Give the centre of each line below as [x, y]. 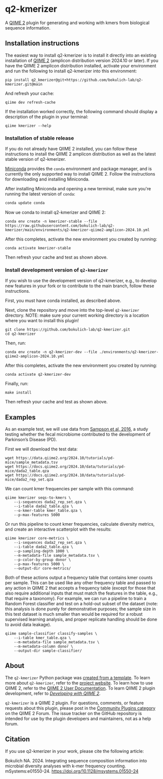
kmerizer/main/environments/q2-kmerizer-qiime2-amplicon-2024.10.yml [78, 230]
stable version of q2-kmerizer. [35, 159]
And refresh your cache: [30, 93]
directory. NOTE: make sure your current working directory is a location [77, 315]
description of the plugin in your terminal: [47, 117]
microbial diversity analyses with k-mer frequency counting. [66, 766]
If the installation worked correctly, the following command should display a [81, 111]
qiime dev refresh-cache [30, 102]
